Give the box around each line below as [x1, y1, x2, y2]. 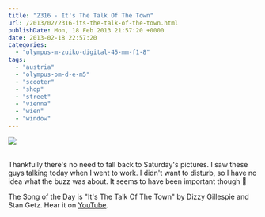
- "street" [15, 93, 51, 101]
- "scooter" [15, 78, 55, 86]
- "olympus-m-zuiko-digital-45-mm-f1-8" [15, 48, 150, 56]
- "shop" [15, 85, 44, 93]
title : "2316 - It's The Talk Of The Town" [8, 11, 154, 20]
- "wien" [15, 108, 44, 116]
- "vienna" [15, 100, 51, 108]
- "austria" [15, 63, 55, 71]
